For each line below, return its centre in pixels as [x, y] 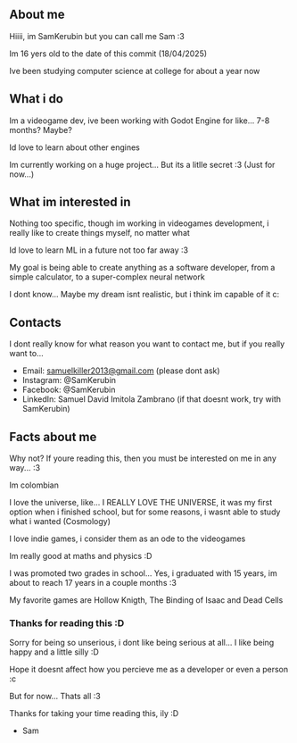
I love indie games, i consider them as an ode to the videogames [128, 538]
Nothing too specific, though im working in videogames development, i [139, 223]
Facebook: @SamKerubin [69, 390]
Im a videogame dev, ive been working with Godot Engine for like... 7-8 [140, 121]
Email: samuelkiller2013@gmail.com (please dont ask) [121, 371]
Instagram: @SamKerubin [69, 380]
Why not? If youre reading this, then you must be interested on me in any [143, 458]
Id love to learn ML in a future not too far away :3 [99, 250]
